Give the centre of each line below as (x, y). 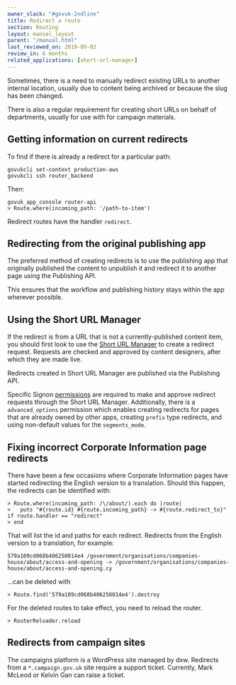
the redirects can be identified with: (59, 490)
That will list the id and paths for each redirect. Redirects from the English (114, 535)
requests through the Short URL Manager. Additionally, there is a (101, 402)
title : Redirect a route (44, 21)
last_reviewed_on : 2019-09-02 (52, 47)
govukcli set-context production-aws (63, 169)
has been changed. (35, 95)
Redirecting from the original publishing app (107, 244)
